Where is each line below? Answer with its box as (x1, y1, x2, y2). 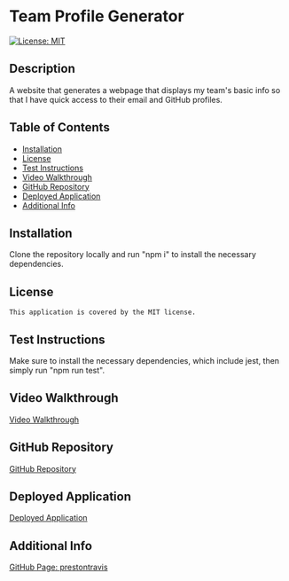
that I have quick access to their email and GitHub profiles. (9, 94, 223, 105)
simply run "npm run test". (9, 365, 105, 375)
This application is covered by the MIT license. (9, 308, 197, 317)
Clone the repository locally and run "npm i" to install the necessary (9, 249, 257, 260)
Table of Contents (9, 120, 111, 135)
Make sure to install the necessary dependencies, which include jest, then (9, 356, 280, 365)
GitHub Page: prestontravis (9, 561, 108, 573)
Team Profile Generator (9, 6, 184, 27)
